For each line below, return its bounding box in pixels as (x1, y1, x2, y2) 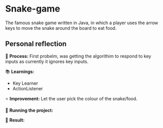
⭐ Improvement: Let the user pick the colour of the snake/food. (5, 95, 138, 101)
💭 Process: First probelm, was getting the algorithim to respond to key (5, 53, 151, 59)
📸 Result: (5, 117, 25, 123)
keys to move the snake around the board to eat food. (5, 25, 117, 31)
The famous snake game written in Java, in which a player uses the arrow (5, 20, 158, 26)
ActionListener (12, 85, 43, 91)
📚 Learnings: (5, 69, 34, 75)
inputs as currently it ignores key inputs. (5, 58, 89, 65)
